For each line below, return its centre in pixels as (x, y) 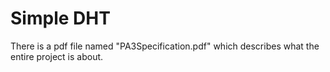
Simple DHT (60, 18)
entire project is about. (57, 56)
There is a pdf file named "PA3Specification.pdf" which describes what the (165, 46)
